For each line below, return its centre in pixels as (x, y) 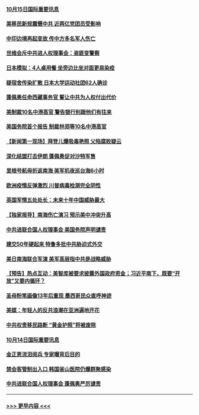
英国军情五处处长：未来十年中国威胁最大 (55, 200)
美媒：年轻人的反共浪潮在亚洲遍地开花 (53, 310)
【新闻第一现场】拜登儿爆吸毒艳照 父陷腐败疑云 (64, 141)
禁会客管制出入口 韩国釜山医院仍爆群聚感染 (59, 369)
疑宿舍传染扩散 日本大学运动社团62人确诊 (57, 83)
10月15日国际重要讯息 (33, 9)
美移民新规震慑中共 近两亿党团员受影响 (54, 24)
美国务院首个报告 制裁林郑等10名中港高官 (56, 126)
